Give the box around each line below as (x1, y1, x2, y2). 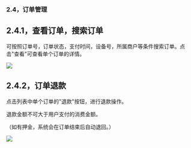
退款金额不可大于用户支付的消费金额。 (6, 110, 101, 117)
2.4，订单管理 (6, 5, 47, 13)
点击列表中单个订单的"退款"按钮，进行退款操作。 (6, 98, 127, 105)
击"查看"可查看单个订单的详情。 (6, 50, 85, 58)
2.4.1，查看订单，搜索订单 (6, 26, 103, 36)
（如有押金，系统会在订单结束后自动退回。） (6, 123, 114, 130)
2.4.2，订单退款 (6, 81, 66, 91)
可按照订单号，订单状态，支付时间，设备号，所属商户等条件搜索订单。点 (6, 43, 185, 50)
